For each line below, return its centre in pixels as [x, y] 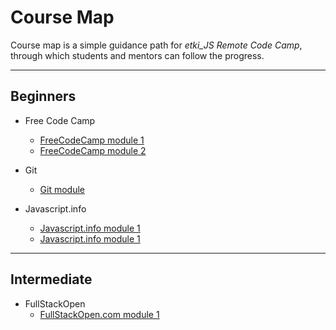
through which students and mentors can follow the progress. [137, 55]
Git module [62, 189]
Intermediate [51, 279]
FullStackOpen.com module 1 [99, 314]
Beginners [43, 96]
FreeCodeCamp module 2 [93, 150]
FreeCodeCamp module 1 [92, 140]
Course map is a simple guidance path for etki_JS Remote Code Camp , [156, 45]
